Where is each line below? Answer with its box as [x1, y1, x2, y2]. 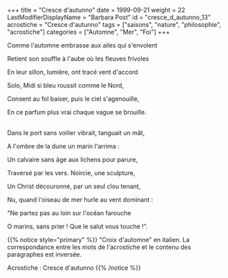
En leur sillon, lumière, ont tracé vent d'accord [7, 68, 138, 76]
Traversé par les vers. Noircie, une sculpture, [7, 169, 135, 177]
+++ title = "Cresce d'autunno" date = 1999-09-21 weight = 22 [7, 6, 185, 14]
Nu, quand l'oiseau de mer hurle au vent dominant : [7, 196, 153, 203]
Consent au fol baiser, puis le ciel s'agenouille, [7, 95, 140, 103]
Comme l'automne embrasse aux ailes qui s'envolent [7, 41, 158, 49]
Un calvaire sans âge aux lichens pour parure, [7, 155, 138, 163]
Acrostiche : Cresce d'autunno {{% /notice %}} [7, 264, 142, 272]
